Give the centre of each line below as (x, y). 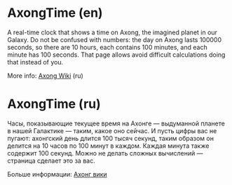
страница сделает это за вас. (52, 160)
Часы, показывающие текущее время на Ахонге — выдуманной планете (116, 123)
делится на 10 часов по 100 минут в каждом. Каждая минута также (108, 146)
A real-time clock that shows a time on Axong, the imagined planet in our (112, 32)
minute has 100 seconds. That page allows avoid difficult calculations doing (116, 55)
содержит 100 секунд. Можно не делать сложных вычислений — (105, 153)
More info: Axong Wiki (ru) (46, 76)
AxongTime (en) (55, 13)
